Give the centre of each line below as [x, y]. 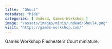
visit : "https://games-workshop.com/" [44, 28]
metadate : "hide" [23, 14]
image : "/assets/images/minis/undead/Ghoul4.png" [56, 23]
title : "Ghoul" [21, 9]
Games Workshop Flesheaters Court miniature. [52, 41]
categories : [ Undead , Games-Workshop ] [47, 18]
